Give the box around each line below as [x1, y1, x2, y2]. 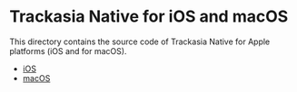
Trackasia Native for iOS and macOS [9, 6, 289, 27]
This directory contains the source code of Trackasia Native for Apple [9, 36, 271, 47]
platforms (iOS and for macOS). [9, 45, 127, 56]
